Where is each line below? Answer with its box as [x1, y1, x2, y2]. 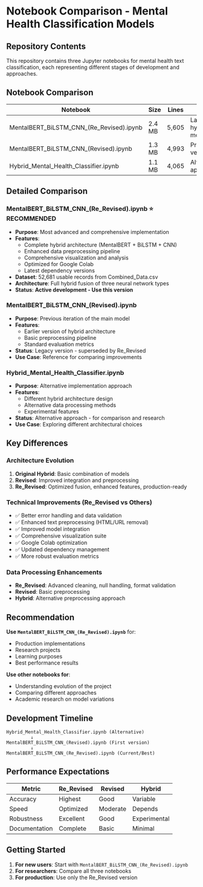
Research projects [14, 646, 60, 654]
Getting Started [6, 845, 66, 855]
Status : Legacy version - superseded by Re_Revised [14, 346, 146, 354]
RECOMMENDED [6, 215, 56, 223]
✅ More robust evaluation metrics [14, 553, 99, 560]
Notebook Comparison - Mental [6, 4, 168, 18]
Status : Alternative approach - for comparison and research [14, 414, 165, 421]
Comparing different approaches [14, 689, 97, 697]
